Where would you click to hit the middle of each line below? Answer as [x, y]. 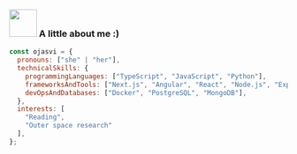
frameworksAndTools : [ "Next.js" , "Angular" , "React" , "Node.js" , [148, 84]
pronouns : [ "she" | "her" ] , [69, 60]
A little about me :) [79, 33]
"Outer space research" [69, 126]
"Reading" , [45, 117]
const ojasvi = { [41, 52]
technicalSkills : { [53, 69]
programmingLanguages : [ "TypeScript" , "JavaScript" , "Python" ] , [146, 76]
